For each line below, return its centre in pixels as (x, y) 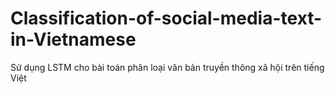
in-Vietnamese (73, 39)
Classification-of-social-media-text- (166, 18)
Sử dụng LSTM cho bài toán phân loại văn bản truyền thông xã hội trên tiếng (167, 67)
